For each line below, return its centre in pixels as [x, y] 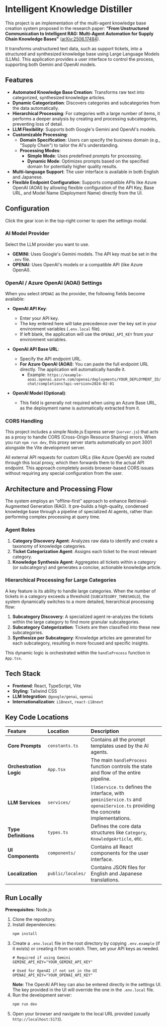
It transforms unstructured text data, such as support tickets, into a [74, 48]
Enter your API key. [39, 318]
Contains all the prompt [118, 740]
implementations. [111, 818]
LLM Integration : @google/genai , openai [53, 696]
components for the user [120, 853]
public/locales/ [67, 874]
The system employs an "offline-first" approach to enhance [66, 501]
